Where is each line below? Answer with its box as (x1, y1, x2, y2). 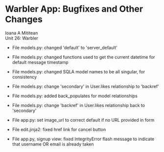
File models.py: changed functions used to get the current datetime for (12, 54, 155, 60)
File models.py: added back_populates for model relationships (12, 93, 138, 99)
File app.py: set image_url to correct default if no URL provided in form (12, 117, 155, 123)
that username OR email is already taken (12, 141, 94, 147)
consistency (12, 74, 37, 80)
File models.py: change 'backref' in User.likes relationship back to (12, 102, 145, 108)
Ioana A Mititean (5, 30, 38, 36)
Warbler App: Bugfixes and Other (5, 3, 143, 15)
